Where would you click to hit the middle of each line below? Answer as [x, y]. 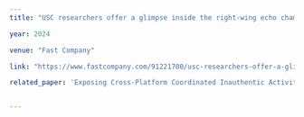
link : [19, 67]
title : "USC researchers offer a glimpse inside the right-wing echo [143, 18]
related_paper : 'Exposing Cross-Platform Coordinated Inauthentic [137, 83]
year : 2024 [30, 34]
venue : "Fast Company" [52, 50]
